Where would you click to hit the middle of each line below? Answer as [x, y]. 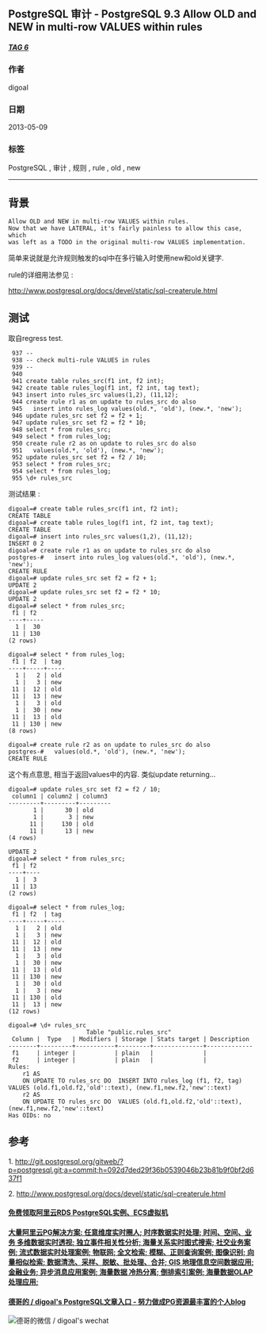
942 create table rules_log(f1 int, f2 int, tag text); [106, 388]
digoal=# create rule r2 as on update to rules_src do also [110, 745]
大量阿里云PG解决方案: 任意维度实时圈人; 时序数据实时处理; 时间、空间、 [127, 1232]
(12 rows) [25, 1011]
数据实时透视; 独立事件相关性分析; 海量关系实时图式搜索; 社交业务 [137, 1242]
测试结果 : [24, 493]
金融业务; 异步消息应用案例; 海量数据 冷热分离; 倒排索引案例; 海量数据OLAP [131, 1272]
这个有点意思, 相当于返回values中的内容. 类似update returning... [112, 774]
